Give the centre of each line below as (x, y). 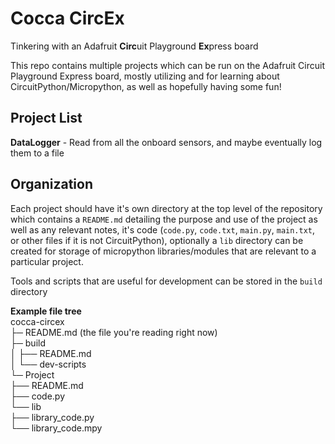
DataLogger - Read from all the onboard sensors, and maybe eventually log (166, 142)
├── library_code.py (52, 417)
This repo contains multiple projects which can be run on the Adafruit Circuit (167, 65)
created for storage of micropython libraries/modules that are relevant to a (163, 251)
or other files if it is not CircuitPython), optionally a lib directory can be (157, 240)
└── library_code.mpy (56, 428)
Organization (51, 184)
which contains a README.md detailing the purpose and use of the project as (164, 219)
